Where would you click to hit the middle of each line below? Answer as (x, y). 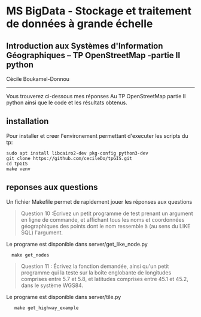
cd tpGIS (17, 164)
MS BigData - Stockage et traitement (99, 11)
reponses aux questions (52, 187)
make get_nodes (31, 255)
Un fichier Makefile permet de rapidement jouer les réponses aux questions (99, 201)
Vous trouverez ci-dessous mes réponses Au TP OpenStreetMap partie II (96, 96)
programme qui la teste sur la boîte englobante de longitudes (96, 272)
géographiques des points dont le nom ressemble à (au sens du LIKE (106, 226)
